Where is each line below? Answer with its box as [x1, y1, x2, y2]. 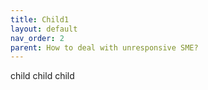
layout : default [10, 24, 78, 34]
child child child [10, 70, 75, 82]
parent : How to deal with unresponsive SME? [10, 42, 199, 53]
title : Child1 [10, 14, 70, 25]
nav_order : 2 [10, 33, 65, 43]
